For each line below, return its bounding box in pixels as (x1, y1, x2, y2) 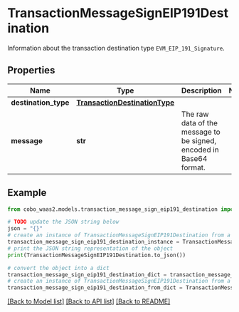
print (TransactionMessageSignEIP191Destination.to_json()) (7, 251, 186, 259)
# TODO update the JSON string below (7, 219, 119, 226)
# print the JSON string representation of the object (7, 244, 174, 252)
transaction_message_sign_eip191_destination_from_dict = (7, 284, 183, 291)
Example (7, 187, 47, 199)
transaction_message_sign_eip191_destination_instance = (7, 239, 180, 246)
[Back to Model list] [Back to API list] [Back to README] (7, 297, 171, 306)
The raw (181, 109, 209, 119)
